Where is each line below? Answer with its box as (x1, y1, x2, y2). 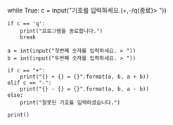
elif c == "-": (7, 79, 52, 86)
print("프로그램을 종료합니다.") (20, 27, 103, 34)
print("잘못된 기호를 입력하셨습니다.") (20, 99, 121, 106)
